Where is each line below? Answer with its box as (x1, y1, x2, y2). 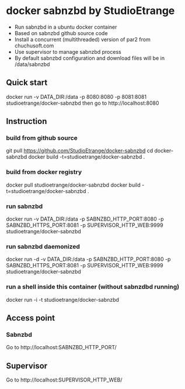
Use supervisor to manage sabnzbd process (14, 48, 121, 55)
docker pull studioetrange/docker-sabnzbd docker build (6, 181, 141, 188)
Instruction (6, 116, 47, 126)
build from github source (6, 134, 78, 142)
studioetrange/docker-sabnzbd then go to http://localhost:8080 (6, 99, 159, 106)
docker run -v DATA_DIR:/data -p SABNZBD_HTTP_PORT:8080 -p (6, 215, 165, 223)
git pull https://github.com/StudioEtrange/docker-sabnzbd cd (6, 147, 153, 154)
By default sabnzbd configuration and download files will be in (14, 54, 165, 61)
